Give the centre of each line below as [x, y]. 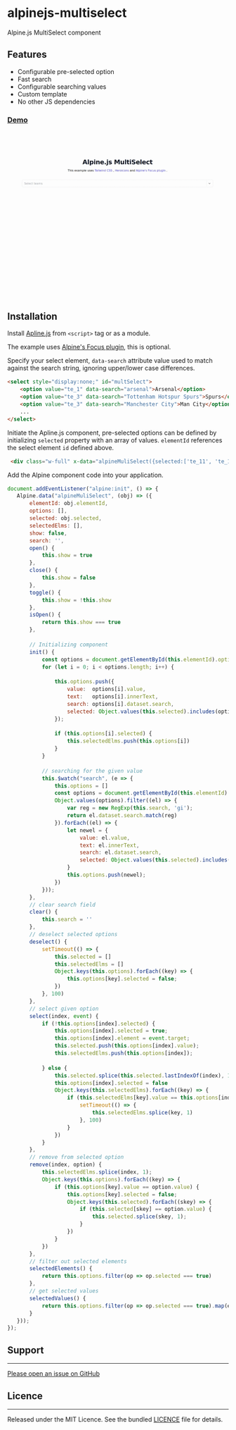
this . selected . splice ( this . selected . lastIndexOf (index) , [139, 1076]
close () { [44, 571]
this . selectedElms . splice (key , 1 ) [143, 1113]
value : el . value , [105, 838]
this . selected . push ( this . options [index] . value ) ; [127, 1046]
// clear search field [63, 904]
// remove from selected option [77, 1157]
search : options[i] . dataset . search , [120, 704]
